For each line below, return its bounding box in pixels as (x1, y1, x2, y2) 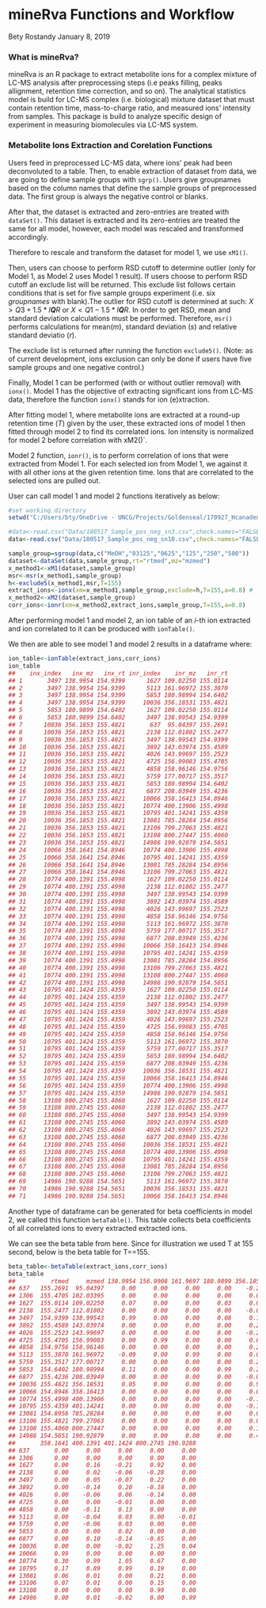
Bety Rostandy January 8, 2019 (8, 32, 111, 41)
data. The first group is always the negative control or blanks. (8, 192, 208, 201)
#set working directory (8, 506, 87, 514)
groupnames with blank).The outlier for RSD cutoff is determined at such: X (8, 296, 254, 306)
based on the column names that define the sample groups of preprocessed (8, 183, 257, 192)
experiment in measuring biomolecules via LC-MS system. (8, 120, 199, 130)
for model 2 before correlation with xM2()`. (8, 435, 148, 444)
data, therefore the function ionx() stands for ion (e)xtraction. (8, 394, 210, 404)
